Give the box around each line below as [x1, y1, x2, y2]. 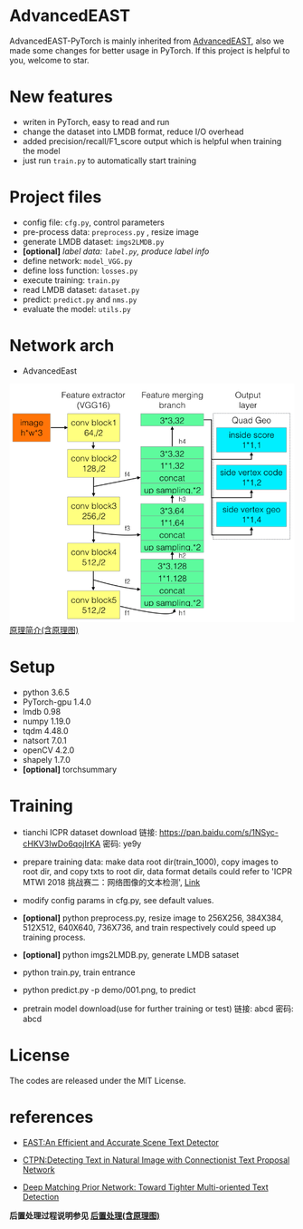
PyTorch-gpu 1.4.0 [22, 696, 92, 707]
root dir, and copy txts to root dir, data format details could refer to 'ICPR [22, 865, 292, 876]
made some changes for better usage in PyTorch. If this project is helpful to [9, 44, 290, 55]
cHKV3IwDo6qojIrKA [22, 838, 101, 849]
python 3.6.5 [22, 687, 70, 697]
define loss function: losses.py [22, 265, 138, 276]
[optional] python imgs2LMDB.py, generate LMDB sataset [22, 949, 240, 960]
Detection [22, 1191, 60, 1202]
